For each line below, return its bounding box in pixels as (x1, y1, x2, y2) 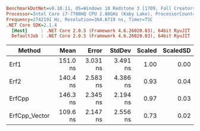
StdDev (110, 46, 132, 55)
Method (18, 46, 41, 55)
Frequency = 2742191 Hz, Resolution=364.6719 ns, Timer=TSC (6, 16, 153, 23)
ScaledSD (162, 46, 191, 55)
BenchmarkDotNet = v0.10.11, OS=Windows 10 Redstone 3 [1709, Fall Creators (6, 5, 196, 11)
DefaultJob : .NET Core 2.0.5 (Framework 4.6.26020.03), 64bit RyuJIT (11, 33, 190, 39)
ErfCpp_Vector (9, 111, 50, 120)
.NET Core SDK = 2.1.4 (6, 22, 58, 28)
